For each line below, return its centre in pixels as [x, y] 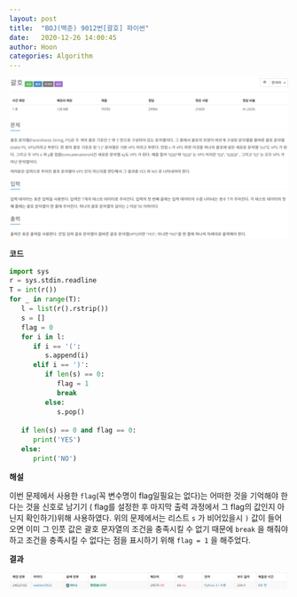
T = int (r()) [33, 290]
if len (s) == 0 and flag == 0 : [79, 431]
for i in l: [43, 337]
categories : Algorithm [51, 56]
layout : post [33, 19]
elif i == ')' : [61, 365]
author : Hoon [33, 47]
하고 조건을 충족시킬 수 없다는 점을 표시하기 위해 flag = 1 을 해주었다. [130, 540]
